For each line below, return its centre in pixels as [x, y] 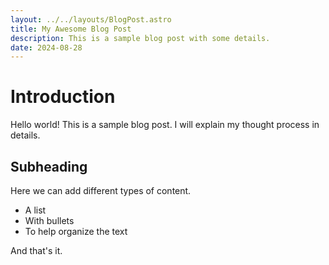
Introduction [63, 97]
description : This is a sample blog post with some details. [140, 38]
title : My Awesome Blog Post [71, 29]
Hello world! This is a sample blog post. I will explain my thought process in [165, 125]
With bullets [49, 220]
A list [35, 210]
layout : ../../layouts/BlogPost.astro [91, 19]
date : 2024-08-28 [46, 47]
